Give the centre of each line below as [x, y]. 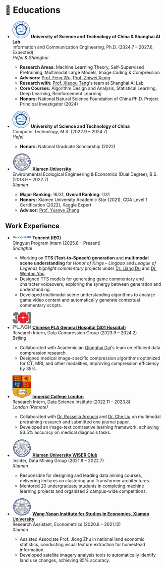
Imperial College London [58, 397]
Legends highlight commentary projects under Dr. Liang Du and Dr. [88, 268]
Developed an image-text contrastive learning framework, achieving [89, 427]
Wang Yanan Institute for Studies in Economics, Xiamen [91, 514]
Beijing [19, 338]
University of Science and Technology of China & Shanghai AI [95, 36]
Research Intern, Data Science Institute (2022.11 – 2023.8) [71, 402]
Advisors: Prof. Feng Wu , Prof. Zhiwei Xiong [65, 77]
